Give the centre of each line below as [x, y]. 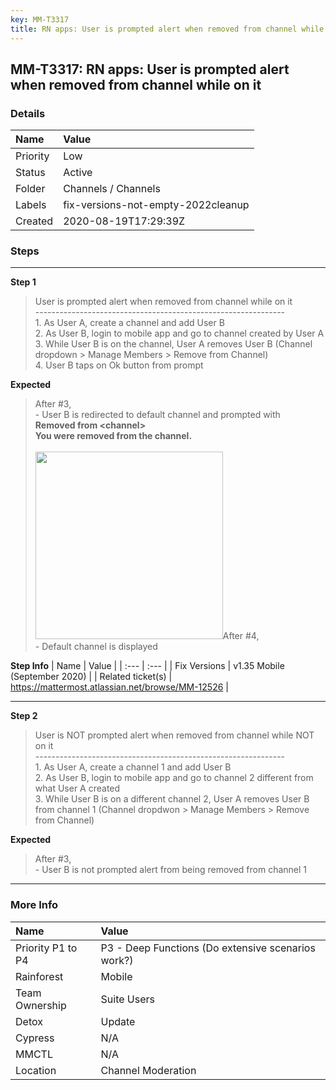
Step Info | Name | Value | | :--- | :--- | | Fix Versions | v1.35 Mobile [147, 666]
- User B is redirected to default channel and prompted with [157, 415]
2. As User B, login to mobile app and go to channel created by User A [179, 333]
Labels [31, 205]
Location [36, 1070]
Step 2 [24, 716]
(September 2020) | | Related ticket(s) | [91, 677]
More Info [34, 905]
